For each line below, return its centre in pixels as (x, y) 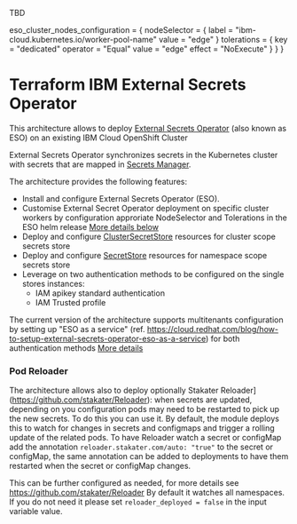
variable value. (36, 512)
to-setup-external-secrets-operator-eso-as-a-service (108, 338)
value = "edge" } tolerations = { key (223, 40)
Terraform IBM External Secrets (128, 85)
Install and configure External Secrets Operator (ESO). (121, 198)
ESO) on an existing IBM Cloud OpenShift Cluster (98, 138)
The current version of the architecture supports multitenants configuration (146, 320)
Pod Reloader (39, 370)
